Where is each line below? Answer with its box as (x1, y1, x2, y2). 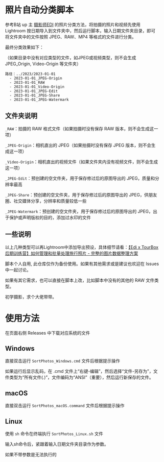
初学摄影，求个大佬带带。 (5, 293, 57, 299)
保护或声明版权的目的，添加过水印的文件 (9, 214, 91, 220)
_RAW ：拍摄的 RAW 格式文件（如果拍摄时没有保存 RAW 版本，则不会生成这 (5, 125, 154, 131)
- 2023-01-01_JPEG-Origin (9, 75, 63, 81)
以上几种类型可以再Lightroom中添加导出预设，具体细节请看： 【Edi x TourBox (5, 244, 159, 250)
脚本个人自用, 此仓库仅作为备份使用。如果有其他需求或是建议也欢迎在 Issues (5, 261, 159, 267)
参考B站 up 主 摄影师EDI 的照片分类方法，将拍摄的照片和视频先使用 (5, 22, 141, 27)
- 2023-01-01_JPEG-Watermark (9, 97, 69, 102)
